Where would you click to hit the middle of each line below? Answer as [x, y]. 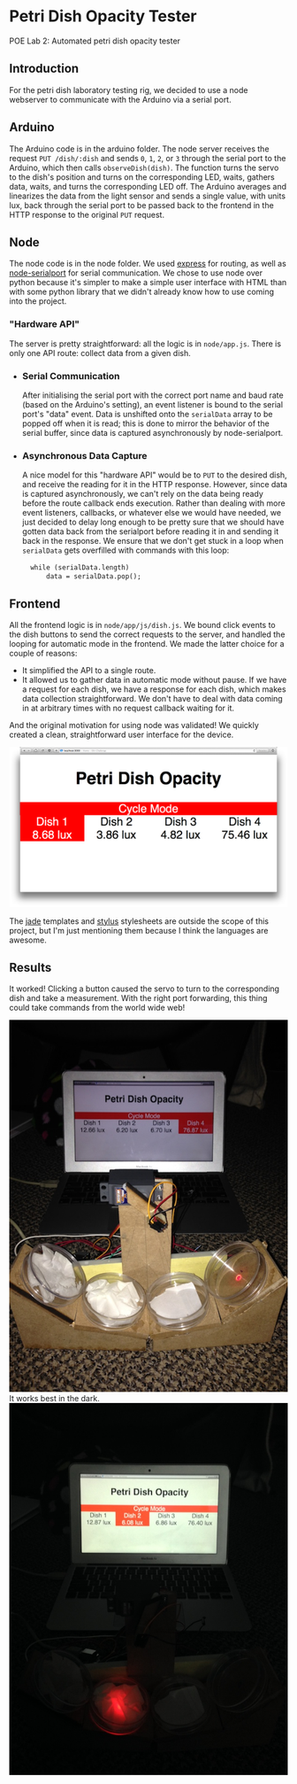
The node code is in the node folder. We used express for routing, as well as [148, 264]
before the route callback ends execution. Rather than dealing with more [153, 503]
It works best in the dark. [54, 1399]
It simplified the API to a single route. [89, 671]
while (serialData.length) [80, 568]
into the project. [38, 301]
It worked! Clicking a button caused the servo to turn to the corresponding [145, 989]
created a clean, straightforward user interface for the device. [122, 735]
